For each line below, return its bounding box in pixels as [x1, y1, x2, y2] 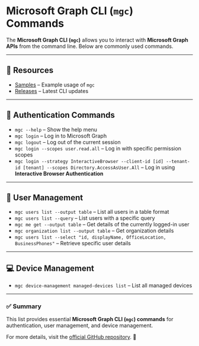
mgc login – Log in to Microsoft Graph [14, 132, 107, 139]
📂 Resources [6, 65, 54, 75]
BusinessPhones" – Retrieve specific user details [14, 240, 131, 247]
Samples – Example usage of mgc [14, 81, 95, 88]
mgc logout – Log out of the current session [14, 138, 121, 146]
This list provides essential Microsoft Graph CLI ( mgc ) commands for [6, 316, 174, 323]
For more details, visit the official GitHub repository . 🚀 [6, 334, 137, 341]
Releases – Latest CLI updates [14, 87, 89, 94]
